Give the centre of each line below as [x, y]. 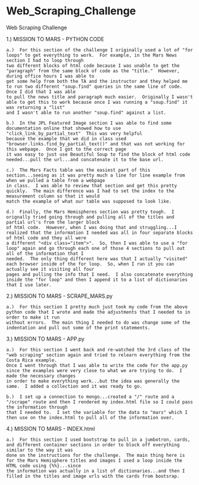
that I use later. [29, 285]
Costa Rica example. [32, 360]
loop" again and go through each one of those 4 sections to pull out [96, 248]
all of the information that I [45, 254]
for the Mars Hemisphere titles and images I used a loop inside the [94, 461]
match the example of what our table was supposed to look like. [89, 201]
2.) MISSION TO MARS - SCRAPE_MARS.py [60, 296]
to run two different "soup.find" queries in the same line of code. [94, 87]
